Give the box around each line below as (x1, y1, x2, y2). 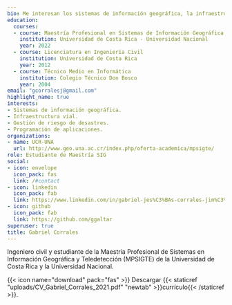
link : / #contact (13, 177, 60, 184)
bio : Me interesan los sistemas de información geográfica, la (7, 10, 193, 17)
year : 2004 (19, 81, 51, 88)
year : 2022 (19, 42, 51, 49)
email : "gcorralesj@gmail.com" (7, 87, 97, 94)
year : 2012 (19, 62, 51, 68)
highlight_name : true (7, 94, 70, 101)
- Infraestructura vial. (7, 113, 79, 120)
